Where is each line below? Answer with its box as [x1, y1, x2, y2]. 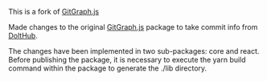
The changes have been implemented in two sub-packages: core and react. [8, 47, 260, 55]
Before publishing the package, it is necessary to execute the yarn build [8, 55, 247, 64]
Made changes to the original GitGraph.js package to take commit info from [8, 22, 258, 31]
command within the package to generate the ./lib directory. [8, 63, 207, 73]
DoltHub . [8, 31, 38, 40]
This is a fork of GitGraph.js [8, 7, 100, 16]
